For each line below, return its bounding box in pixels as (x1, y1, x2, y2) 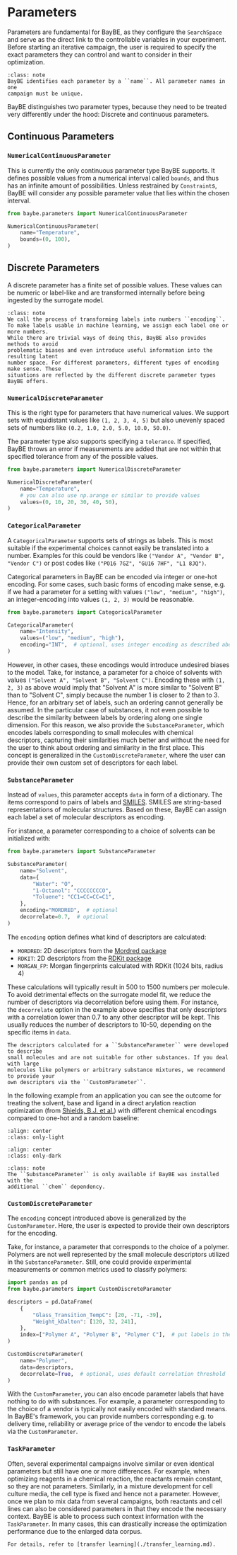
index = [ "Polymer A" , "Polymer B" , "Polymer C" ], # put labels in (20, 1331, 219, 1338)
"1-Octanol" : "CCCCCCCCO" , (32, 887, 112, 894)
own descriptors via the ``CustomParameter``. (7, 1078, 147, 1086)
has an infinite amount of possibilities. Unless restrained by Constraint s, (7, 181, 217, 190)
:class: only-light (7, 1134, 65, 1141)
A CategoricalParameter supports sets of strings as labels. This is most (7, 536, 214, 545)
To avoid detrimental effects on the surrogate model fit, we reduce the (7, 990, 212, 998)
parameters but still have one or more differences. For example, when (7, 1466, 210, 1475)
